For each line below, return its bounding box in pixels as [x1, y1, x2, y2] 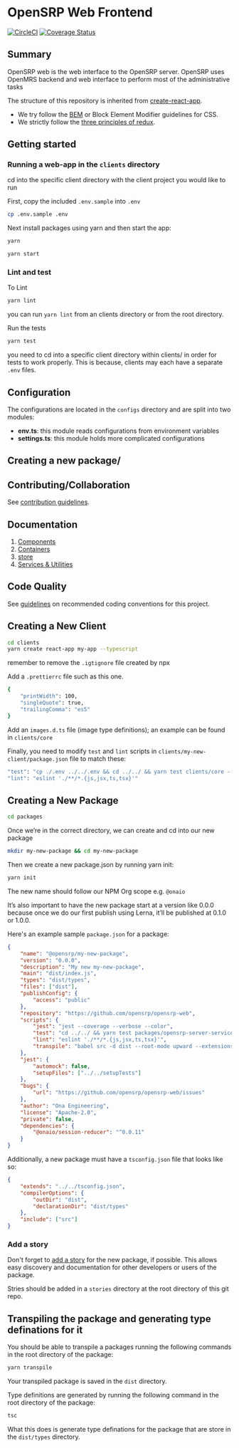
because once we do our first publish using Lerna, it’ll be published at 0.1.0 [7, 908, 226, 917]
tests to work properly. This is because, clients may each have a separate [7, 358, 223, 367]
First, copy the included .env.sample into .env [7, 197, 141, 206]
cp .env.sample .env [7, 211, 69, 218]
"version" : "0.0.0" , [20, 957, 81, 964]
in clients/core [7, 733, 53, 741]
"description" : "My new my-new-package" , [20, 963, 144, 970]
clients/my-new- [158, 748, 206, 755]
